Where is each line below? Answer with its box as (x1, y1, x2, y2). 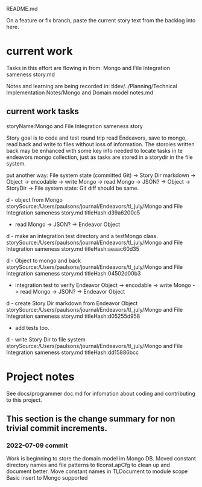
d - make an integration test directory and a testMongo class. (6, 232, 159, 239)
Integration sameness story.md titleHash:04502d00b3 (6, 269, 141, 277)
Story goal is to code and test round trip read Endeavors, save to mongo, (6, 134, 187, 141)
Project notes (6, 370, 75, 383)
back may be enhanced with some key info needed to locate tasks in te (6, 147, 183, 154)
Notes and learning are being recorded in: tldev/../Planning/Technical (6, 82, 178, 89)
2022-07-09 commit (6, 441, 68, 450)
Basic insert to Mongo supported (6, 474, 88, 482)
